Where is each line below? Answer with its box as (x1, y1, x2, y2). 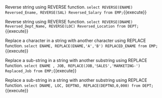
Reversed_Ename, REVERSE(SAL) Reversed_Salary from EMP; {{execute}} (5, 9, 147, 15)
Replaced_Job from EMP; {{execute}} (5, 68, 77, 74)
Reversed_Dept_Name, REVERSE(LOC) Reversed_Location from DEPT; (5, 24, 139, 29)
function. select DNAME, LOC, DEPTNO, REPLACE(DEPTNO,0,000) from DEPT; (5, 82, 154, 88)
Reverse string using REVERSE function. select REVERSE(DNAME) (5, 19, 133, 24)
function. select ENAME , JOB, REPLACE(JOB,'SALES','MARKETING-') (5, 63, 140, 68)
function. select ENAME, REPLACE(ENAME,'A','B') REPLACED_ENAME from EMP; (5, 43, 158, 48)
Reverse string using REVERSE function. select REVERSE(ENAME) (5, 4, 133, 10)
